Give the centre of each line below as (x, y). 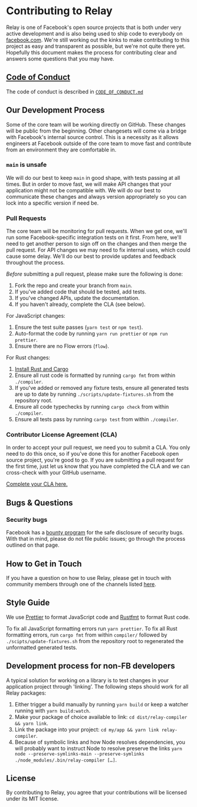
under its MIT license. (32, 799)
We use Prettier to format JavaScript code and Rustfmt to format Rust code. (98, 617)
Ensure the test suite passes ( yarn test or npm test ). (79, 327)
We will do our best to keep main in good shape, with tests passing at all (93, 177)
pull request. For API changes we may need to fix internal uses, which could (98, 250)
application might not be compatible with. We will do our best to (83, 190)
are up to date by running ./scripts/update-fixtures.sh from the (94, 394)
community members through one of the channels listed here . (81, 584)
